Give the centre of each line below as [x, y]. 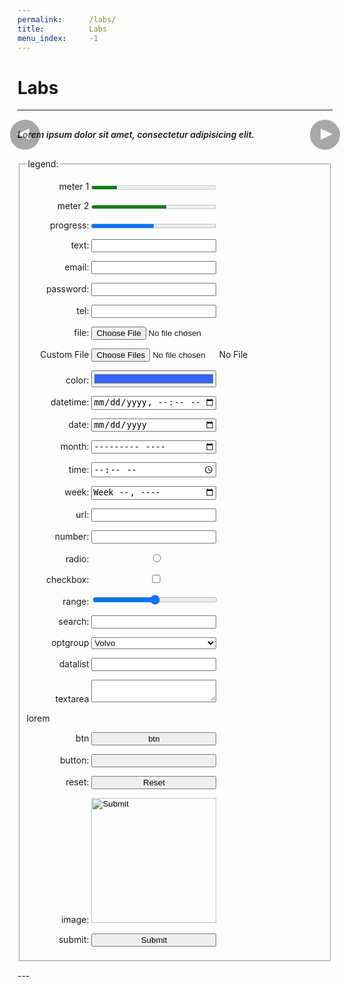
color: [77, 380]
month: [75, 447]
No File [233, 355]
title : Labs [62, 29]
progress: [69, 225]
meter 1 [74, 187]
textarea [72, 698]
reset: [77, 782]
